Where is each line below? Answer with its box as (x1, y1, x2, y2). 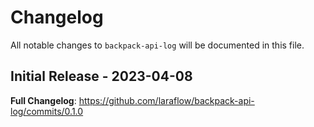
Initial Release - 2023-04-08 (10, 68, 193, 85)
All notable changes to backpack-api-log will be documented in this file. (10, 39, 305, 51)
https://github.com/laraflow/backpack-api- (78, 94, 255, 106)
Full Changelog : (10, 94, 77, 106)
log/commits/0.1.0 (10, 105, 84, 117)
